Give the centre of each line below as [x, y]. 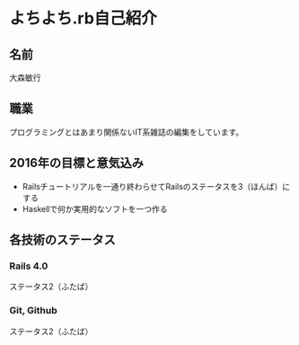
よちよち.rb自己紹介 [83, 18]
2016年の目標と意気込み [77, 163]
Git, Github [33, 311]
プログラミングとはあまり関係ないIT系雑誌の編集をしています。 [127, 132]
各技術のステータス [62, 240]
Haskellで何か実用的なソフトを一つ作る [95, 208]
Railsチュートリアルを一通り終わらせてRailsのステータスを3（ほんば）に [156, 186]
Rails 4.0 [29, 266]
